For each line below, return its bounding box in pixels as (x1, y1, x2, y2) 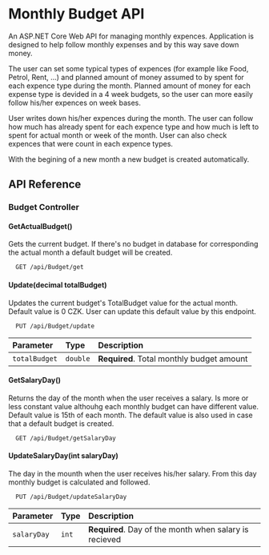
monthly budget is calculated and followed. (8, 477, 151, 487)
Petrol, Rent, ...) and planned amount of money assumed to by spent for (8, 72, 244, 82)
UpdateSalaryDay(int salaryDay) (8, 451, 118, 460)
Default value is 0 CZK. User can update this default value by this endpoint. (8, 306, 256, 316)
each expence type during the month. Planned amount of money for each (8, 81, 251, 90)
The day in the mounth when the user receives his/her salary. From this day (8, 469, 258, 479)
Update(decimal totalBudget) (8, 280, 107, 290)
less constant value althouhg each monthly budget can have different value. (8, 401, 259, 411)
